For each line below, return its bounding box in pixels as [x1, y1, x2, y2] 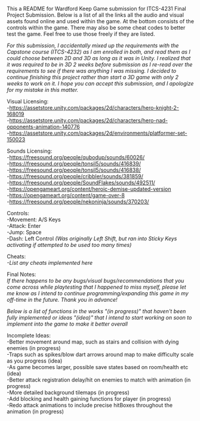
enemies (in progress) [7, 345, 61, 351]
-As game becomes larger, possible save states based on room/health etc [7, 364, 189, 370]
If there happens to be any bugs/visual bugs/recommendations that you [7, 277, 184, 284]
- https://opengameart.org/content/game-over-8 [7, 192, 125, 199]
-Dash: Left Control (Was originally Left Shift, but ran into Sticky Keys [7, 235, 177, 242]
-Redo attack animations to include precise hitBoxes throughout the [7, 402, 173, 408]
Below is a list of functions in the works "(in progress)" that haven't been [7, 308, 186, 315]
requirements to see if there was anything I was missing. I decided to [7, 67, 177, 74]
